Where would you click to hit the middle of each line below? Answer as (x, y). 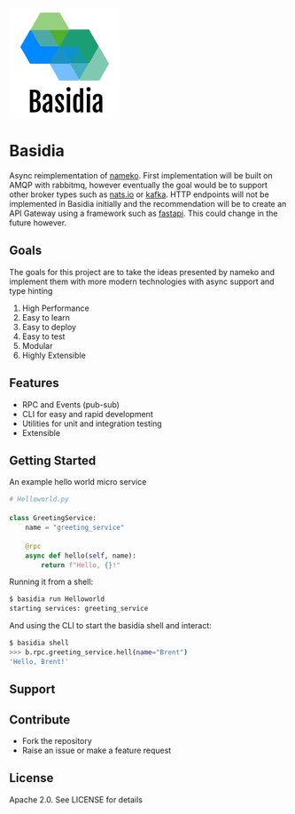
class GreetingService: (53, 518)
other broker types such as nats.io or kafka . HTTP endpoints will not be (140, 194)
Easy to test (43, 336)
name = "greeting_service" (75, 527)
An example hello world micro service (78, 482)
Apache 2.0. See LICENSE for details (76, 799)
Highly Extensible (54, 355)
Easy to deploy (49, 327)
